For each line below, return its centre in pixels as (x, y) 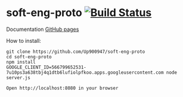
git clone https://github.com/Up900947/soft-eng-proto (76, 51)
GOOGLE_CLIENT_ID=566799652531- (46, 67)
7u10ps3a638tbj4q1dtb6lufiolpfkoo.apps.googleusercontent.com (85, 72)
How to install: (24, 40)
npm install (21, 62)
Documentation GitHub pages (43, 29)
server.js (18, 77)
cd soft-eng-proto (29, 57)
